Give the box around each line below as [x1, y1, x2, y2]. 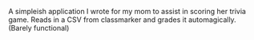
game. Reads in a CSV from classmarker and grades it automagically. [8, 15, 236, 24]
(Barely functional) [8, 24, 70, 32]
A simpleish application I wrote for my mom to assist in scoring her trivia [8, 7, 247, 16]
